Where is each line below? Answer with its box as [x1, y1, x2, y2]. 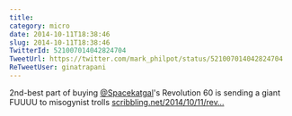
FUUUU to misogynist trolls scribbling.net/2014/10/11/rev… [9, 96, 225, 107]
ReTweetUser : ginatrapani [9, 63, 106, 72]
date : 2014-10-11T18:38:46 [9, 29, 111, 38]
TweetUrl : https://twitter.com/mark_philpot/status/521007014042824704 [9, 54, 283, 63]
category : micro [9, 21, 70, 30]
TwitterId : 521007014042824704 [9, 46, 127, 55]
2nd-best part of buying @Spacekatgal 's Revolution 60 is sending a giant [9, 87, 281, 98]
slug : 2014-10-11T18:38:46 [9, 37, 111, 47]
